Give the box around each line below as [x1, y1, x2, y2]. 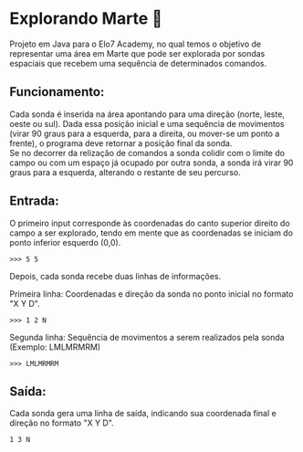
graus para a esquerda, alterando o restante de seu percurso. [9, 166, 241, 177]
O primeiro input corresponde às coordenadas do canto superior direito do [9, 217, 290, 228]
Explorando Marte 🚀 [9, 8, 162, 29]
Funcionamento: [9, 84, 105, 100]
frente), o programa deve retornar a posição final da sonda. [9, 137, 233, 149]
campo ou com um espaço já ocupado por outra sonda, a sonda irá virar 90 [9, 157, 294, 168]
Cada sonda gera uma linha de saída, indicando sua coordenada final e [9, 408, 277, 419]
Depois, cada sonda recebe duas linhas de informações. [9, 270, 222, 281]
